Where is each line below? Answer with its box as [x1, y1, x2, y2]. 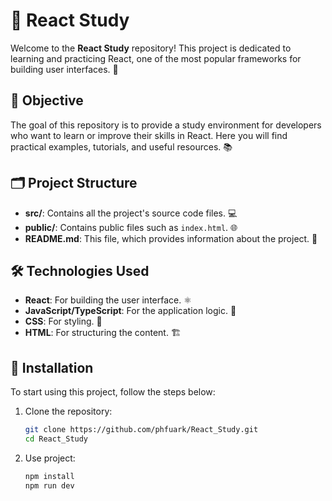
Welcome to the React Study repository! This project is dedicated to [10, 42, 292, 54]
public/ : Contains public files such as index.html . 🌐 [24, 221, 238, 233]
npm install [24, 471, 75, 481]
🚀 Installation [10, 359, 94, 376]
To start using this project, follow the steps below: [10, 386, 216, 398]
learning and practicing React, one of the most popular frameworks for [10, 52, 302, 64]
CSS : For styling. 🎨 [24, 315, 103, 328]
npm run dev [24, 480, 75, 491]
